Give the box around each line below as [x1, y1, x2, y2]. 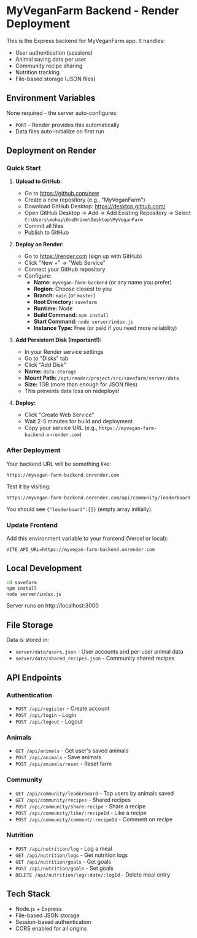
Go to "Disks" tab [24, 354, 69, 362]
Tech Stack [6, 889, 50, 899]
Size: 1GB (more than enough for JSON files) [24, 381, 138, 388]
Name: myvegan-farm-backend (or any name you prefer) [33, 279, 172, 286]
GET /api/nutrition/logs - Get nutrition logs [15, 851, 128, 859]
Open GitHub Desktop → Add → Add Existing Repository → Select [24, 209, 191, 217]
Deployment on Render [6, 146, 96, 156]
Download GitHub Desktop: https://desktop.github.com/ [24, 203, 166, 210]
